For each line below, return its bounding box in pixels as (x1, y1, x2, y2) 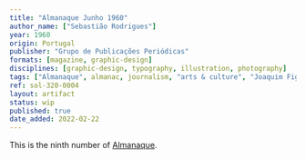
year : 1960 (9, 30, 51, 39)
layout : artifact (9, 89, 76, 98)
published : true (9, 106, 71, 115)
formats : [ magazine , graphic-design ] (9, 55, 153, 65)
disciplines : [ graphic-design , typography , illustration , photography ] (9, 65, 287, 74)
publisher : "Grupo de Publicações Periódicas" (9, 47, 189, 56)
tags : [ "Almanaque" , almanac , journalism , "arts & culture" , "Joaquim (9, 73, 283, 82)
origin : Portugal (9, 38, 76, 48)
